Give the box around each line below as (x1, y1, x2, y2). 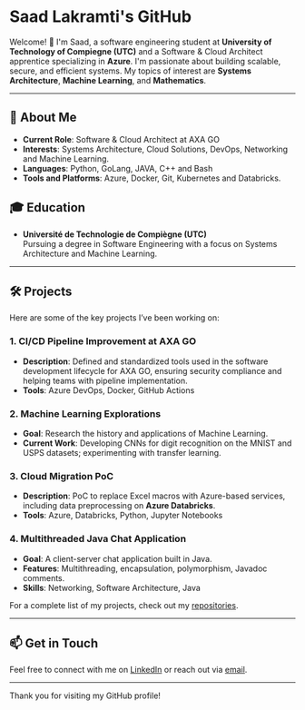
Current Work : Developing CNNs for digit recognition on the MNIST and (22, 438, 292, 449)
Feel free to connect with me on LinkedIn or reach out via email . (9, 665, 248, 675)
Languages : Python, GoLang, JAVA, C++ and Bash (22, 163, 213, 173)
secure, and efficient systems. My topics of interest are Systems (9, 65, 252, 76)
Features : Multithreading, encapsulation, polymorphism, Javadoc (22, 563, 268, 574)
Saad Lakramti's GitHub (9, 6, 192, 27)
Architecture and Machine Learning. (22, 248, 158, 259)
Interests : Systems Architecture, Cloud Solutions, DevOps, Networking (22, 143, 289, 154)
